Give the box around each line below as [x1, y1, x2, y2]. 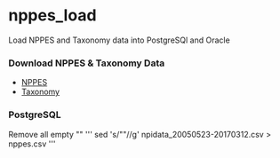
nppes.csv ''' [8, 138, 56, 149]
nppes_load [8, 5, 97, 26]
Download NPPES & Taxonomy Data [8, 57, 165, 69]
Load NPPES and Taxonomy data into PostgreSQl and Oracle [8, 35, 230, 45]
